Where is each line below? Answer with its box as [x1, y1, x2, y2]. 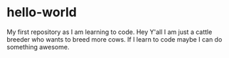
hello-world [6, 4, 78, 21]
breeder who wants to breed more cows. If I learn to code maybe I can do [6, 35, 223, 43]
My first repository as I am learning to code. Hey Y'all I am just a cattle [6, 28, 213, 36]
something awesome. [6, 42, 70, 51]
